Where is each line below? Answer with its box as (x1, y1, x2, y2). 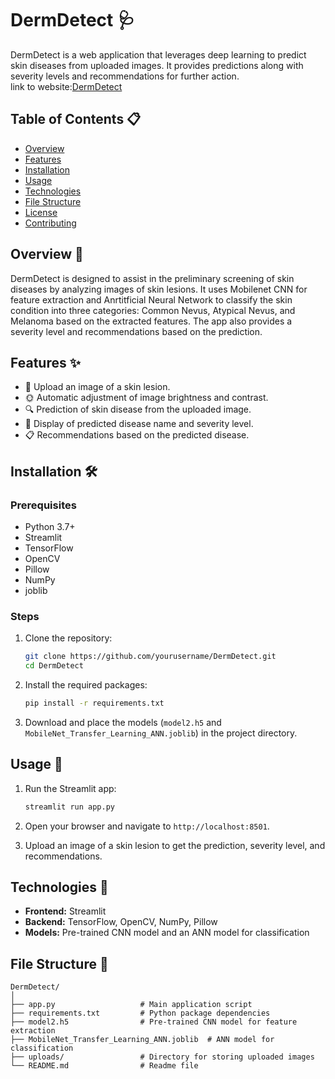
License (24, 206, 58, 218)
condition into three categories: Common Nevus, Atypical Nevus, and (10, 304, 296, 316)
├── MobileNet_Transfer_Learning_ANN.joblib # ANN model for (10, 1035, 275, 1045)
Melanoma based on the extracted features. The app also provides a (10, 315, 293, 327)
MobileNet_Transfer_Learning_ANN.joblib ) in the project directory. (24, 727, 298, 739)
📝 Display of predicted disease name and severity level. (24, 418, 254, 430)
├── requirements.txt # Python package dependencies (10, 1008, 271, 1019)
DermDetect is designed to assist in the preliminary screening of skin (10, 272, 295, 284)
